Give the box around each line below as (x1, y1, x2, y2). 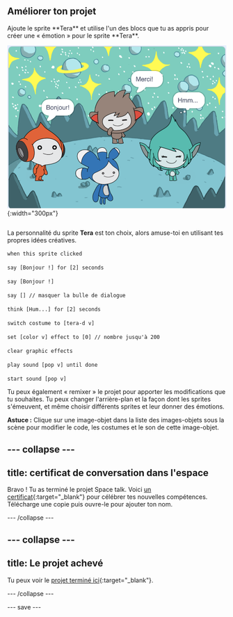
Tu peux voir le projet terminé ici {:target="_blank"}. (7, 576, 154, 584)
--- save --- (7, 602, 42, 611)
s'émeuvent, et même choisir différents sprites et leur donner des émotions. (7, 402, 225, 411)
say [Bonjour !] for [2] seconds (7, 264, 104, 272)
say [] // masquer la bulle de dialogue (7, 292, 127, 299)
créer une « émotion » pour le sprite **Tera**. (7, 31, 140, 40)
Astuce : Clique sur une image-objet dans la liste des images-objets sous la (7, 416, 225, 425)
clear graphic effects (7, 347, 73, 355)
